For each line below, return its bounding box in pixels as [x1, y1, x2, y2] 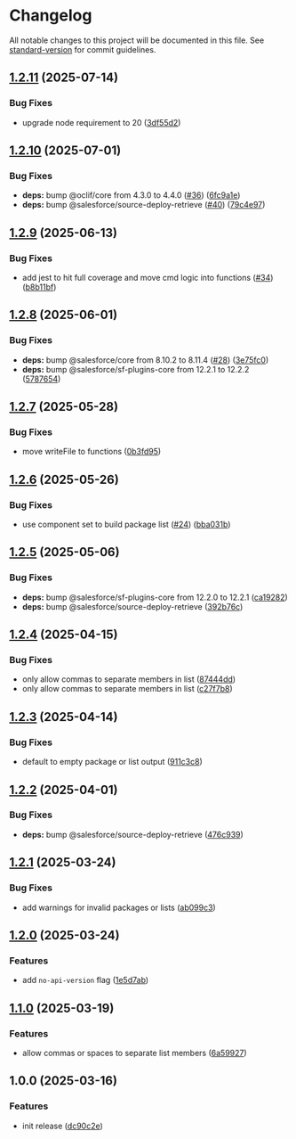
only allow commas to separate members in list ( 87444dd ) [21, 674, 236, 684]
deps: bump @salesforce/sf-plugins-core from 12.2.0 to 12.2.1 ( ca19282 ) [21, 592, 289, 602]
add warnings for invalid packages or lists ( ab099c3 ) [21, 902, 216, 913]
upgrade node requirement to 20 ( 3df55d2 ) [21, 117, 181, 127]
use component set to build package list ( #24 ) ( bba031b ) [21, 519, 231, 530]
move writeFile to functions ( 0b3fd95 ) [21, 447, 162, 457]
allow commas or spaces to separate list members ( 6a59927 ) [21, 1047, 247, 1058]
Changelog [9, 5, 92, 26]
